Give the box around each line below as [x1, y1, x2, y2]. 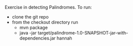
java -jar [19, 30, 37, 35]
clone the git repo [12, 14, 49, 19]
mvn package [19, 24, 48, 30]
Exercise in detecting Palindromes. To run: [5, 4, 92, 10]
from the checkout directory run [12, 19, 78, 25]
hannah [56, 35, 72, 41]
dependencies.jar [19, 35, 56, 41]
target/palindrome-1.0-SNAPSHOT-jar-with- [38, 30, 128, 35]
